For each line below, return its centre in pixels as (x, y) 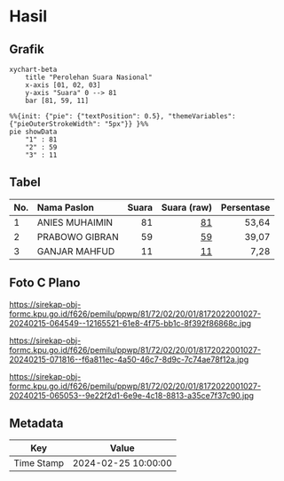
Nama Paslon (66, 207)
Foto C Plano (45, 283)
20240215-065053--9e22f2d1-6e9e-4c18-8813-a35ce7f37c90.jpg (132, 395)
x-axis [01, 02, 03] (63, 85)
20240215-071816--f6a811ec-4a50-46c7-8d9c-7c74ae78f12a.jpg (129, 359)
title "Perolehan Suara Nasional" (89, 77)
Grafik (27, 49)
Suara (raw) (187, 207)
